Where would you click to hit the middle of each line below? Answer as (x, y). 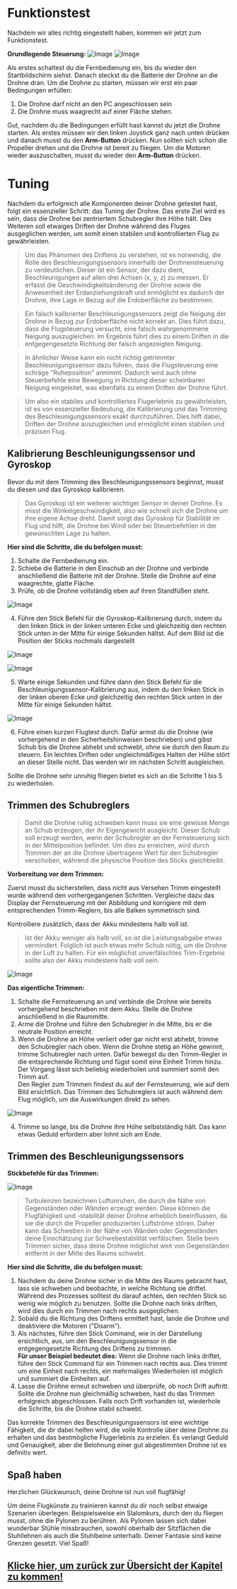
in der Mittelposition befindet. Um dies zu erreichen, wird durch (117, 845)
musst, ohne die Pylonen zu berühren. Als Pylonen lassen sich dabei (107, 1521)
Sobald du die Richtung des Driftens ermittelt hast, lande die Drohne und (123, 1319)
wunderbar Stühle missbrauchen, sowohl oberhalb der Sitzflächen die (109, 1528)
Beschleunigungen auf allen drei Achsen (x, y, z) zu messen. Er (117, 277)
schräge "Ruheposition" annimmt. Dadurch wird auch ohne (110, 372)
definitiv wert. (28, 1452)
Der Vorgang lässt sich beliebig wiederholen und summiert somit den (118, 1069)
